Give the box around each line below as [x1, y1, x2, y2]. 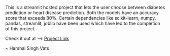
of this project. [5, 26, 36, 32]
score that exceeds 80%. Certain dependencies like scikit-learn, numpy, [5, 15, 156, 21]
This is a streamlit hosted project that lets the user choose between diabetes [5, 5, 165, 10]
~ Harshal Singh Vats [5, 45, 49, 51]
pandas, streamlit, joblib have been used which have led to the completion [5, 20, 161, 26]
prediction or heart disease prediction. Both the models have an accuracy [5, 10, 159, 16]
